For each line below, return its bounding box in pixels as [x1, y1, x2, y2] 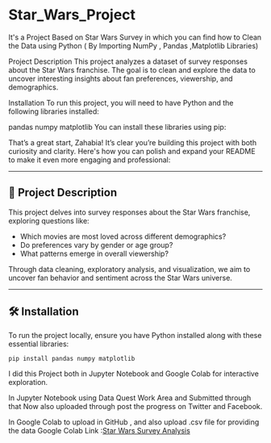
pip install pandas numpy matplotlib [8, 354, 135, 362]
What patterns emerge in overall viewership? [19, 249, 169, 258]
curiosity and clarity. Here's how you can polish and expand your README [8, 146, 256, 156]
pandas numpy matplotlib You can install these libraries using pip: [8, 122, 227, 132]
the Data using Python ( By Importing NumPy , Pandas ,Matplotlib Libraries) [8, 40, 259, 50]
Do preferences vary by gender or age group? [19, 240, 173, 249]
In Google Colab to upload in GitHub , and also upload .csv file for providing [8, 417, 260, 427]
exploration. [8, 378, 48, 387]
